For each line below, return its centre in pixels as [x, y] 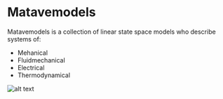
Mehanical [32, 53]
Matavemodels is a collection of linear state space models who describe [111, 32]
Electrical [31, 67]
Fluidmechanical [41, 60]
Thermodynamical [44, 75]
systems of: [24, 39]
